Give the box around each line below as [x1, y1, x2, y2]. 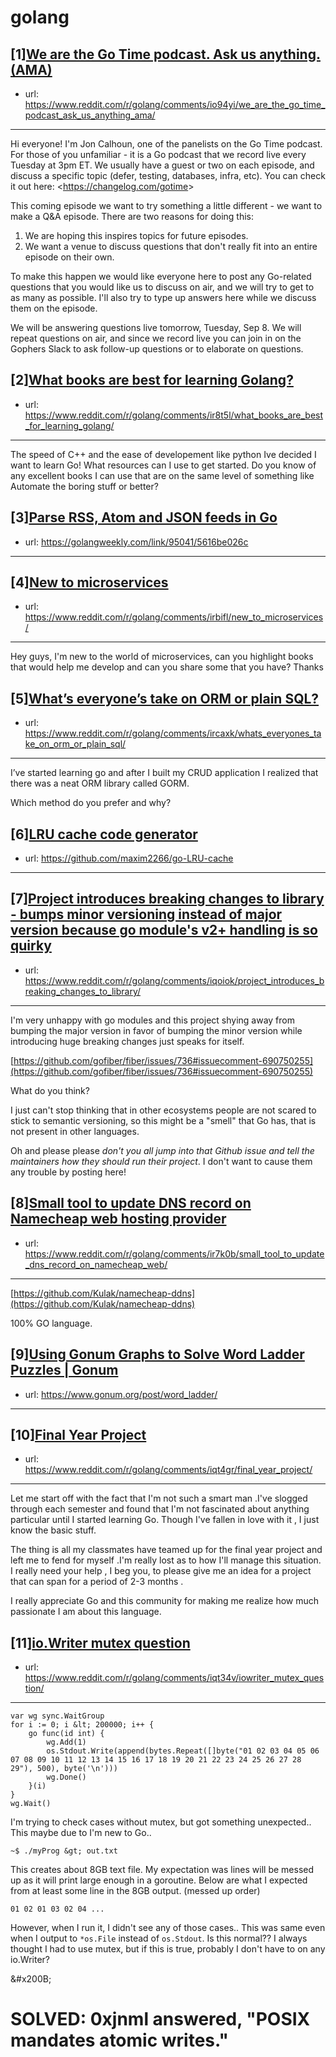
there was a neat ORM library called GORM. [10, 777, 190, 790]
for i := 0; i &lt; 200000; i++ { [10, 1720, 155, 1730]
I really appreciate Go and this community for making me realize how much [10, 1595, 320, 1607]
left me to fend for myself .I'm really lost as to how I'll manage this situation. [10, 1554, 322, 1566]
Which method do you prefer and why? [10, 797, 172, 809]
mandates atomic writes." [10, 2029, 230, 2052]
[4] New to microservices [10, 574, 169, 591]
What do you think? [10, 1084, 90, 1096]
